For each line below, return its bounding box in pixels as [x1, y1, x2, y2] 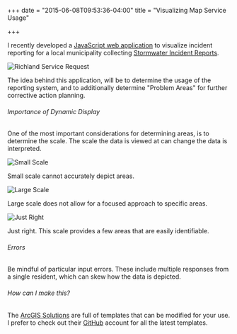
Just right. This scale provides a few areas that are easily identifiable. [7, 227, 210, 235]
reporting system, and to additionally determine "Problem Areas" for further [7, 84, 228, 91]
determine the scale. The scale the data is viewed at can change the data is [7, 137, 228, 145]
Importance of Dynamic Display [7, 107, 100, 116]
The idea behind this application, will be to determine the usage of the [7, 76, 212, 84]
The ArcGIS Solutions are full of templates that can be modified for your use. [7, 311, 231, 319]
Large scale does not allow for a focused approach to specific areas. [7, 199, 207, 208]
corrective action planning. [7, 91, 86, 99]
